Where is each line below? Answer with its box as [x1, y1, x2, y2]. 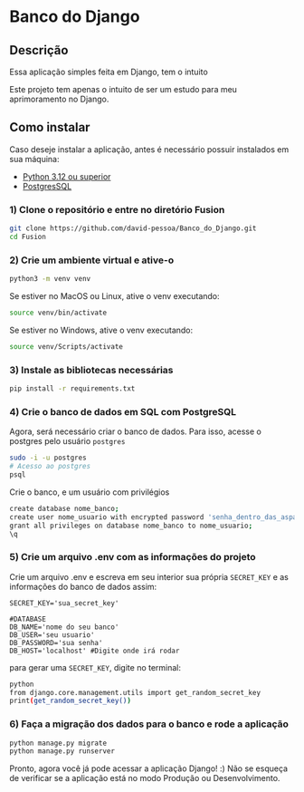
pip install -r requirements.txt [9, 384, 136, 393]
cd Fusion [9, 232, 47, 241]
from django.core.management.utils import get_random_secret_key [9, 688, 261, 697]
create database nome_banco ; [9, 504, 119, 513]
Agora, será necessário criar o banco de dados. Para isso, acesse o [9, 426, 262, 437]
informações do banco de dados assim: [9, 581, 157, 592]
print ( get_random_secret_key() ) [9, 696, 131, 706]
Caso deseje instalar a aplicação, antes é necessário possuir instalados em [9, 143, 290, 155]
